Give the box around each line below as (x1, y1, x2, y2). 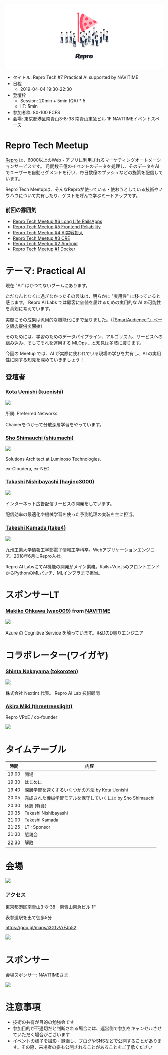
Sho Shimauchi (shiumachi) (5, 434, 74, 441)
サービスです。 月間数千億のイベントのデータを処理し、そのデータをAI (14, 163, 159, 169)
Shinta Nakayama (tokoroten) (5, 668, 79, 675)
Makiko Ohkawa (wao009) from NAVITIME (5, 607, 111, 614)
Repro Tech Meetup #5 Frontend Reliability (12, 224, 101, 230)
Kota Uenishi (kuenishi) (5, 388, 64, 395)
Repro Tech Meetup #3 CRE (12, 235, 70, 241)
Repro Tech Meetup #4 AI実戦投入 (12, 230, 84, 236)
